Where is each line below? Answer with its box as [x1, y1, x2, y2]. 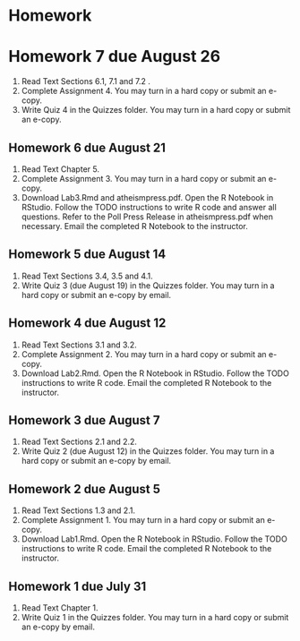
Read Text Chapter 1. [21, 603, 99, 613]
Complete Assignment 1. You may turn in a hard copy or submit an [21, 515, 265, 526]
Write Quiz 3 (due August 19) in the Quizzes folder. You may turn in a [21, 279, 275, 291]
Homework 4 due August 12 [8, 315, 167, 331]
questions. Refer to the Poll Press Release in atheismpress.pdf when [21, 211, 274, 222]
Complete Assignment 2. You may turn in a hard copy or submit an [21, 348, 267, 359]
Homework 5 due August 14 [8, 247, 167, 262]
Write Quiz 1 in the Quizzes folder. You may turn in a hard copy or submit [21, 612, 289, 622]
